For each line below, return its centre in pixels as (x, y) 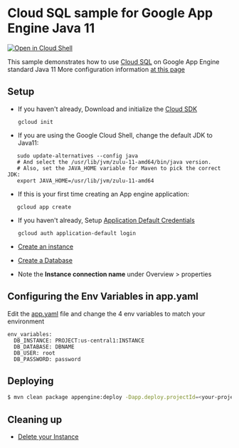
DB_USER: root (34, 353)
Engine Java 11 (51, 28)
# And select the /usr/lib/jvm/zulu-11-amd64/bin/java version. (114, 162)
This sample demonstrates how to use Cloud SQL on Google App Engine (113, 61)
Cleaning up (35, 419)
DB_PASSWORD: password (47, 359)
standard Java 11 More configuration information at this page (96, 69)
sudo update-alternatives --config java (78, 156)
